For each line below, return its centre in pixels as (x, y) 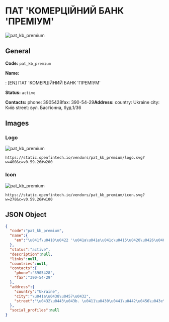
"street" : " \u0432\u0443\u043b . (47, 301)
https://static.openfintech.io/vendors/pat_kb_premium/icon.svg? (75, 195)
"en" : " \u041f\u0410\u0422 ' (44, 240)
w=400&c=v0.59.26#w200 (29, 162)
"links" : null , (24, 259)
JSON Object (26, 215)
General (18, 51)
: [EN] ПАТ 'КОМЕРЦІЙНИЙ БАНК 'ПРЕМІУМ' (53, 82)
